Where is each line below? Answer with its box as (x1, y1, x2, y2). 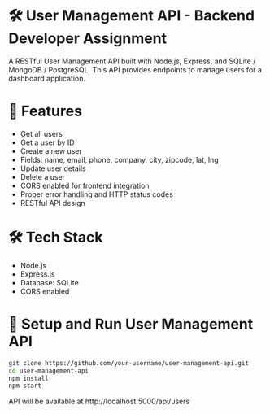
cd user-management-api (8, 367, 89, 375)
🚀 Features (8, 102, 83, 120)
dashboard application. (8, 73, 86, 83)
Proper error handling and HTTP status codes (20, 189, 173, 199)
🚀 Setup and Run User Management (8, 315, 254, 333)
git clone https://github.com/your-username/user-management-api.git (8, 359, 250, 367)
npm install (8, 374, 49, 382)
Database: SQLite (20, 277, 79, 287)
